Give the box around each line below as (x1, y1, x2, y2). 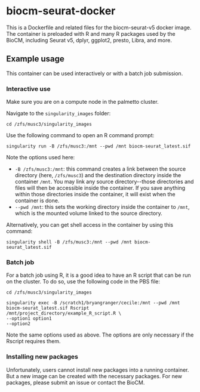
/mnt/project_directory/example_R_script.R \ (6, 310, 121, 317)
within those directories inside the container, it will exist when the (14, 191, 176, 198)
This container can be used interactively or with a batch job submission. (6, 70, 183, 77)
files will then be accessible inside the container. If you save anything (14, 184, 186, 192)
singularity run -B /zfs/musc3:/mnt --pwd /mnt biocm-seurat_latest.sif (6, 143, 191, 150)
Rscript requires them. (6, 338, 61, 345)
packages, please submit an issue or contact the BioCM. (6, 379, 145, 386)
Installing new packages (6, 353, 79, 361)
